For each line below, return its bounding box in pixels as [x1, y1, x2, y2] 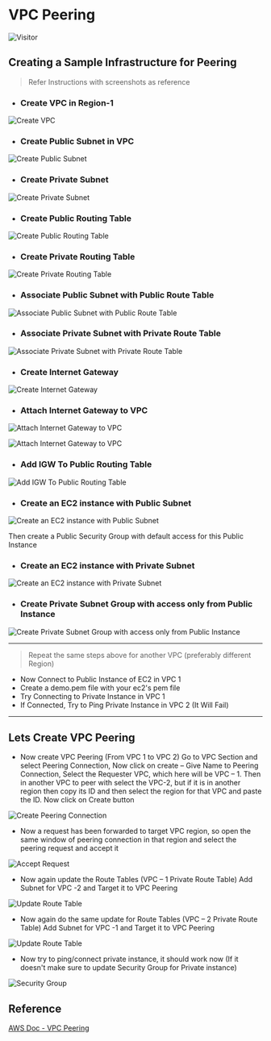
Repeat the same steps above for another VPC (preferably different [27, 650, 252, 660]
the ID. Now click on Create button [19, 795, 135, 805]
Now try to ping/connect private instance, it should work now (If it [19, 954, 240, 964]
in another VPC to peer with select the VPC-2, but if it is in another [19, 778, 241, 788]
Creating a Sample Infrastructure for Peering [8, 56, 237, 69]
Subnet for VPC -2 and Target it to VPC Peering [19, 883, 178, 893]
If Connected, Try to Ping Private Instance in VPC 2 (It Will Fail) [19, 700, 229, 710]
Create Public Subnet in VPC [19, 135, 135, 147]
